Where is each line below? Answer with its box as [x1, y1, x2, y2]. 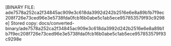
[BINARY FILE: [5, 4, 35, 10]
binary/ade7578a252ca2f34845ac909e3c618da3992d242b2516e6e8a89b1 [5, 25, 164, 31]
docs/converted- [39, 20, 75, 26]
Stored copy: [11, 20, 38, 26]
